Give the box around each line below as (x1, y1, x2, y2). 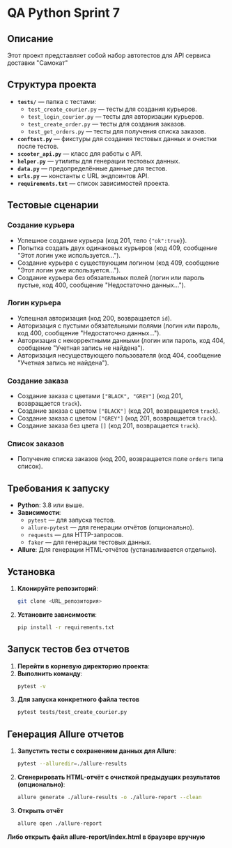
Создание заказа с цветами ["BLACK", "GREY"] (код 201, (17, 392, 183, 400)
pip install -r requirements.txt (17, 624, 115, 631)
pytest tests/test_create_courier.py (17, 709, 127, 716)
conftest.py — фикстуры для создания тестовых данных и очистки (17, 134, 217, 142)
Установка (7, 566, 56, 578)
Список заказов (7, 439, 65, 448)
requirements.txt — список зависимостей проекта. (17, 179, 171, 187)
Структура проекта (7, 79, 97, 91)
